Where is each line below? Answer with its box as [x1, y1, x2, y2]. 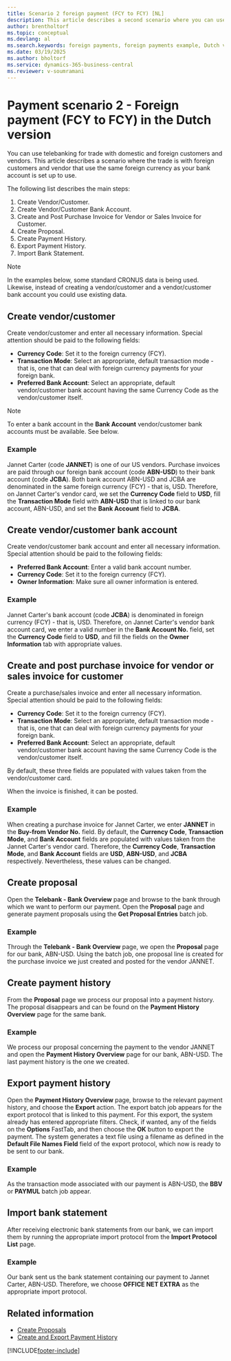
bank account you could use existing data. [7, 291, 127, 299]
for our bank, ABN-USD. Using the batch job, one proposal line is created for [7, 950, 223, 958]
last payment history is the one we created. [7, 1057, 129, 1066]
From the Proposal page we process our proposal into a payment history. [7, 995, 214, 1004]
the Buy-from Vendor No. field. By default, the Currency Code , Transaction [7, 827, 223, 835]
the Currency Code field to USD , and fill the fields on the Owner [7, 632, 189, 641]
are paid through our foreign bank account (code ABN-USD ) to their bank [7, 468, 215, 476]
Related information [7, 1307, 94, 1319]
